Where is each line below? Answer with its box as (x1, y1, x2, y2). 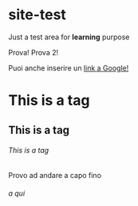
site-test (8, 6, 66, 24)
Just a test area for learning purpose (8, 32, 130, 42)
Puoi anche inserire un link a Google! (8, 63, 129, 73)
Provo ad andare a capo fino (8, 170, 102, 180)
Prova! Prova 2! (8, 47, 58, 57)
